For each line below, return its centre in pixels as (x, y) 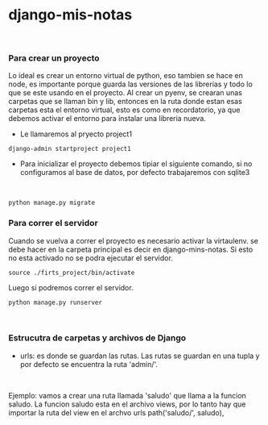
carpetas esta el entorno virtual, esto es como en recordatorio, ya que (124, 110)
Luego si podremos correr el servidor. (71, 287)
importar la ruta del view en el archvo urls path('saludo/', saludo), (116, 412)
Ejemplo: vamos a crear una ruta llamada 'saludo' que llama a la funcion (128, 395)
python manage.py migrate (52, 203)
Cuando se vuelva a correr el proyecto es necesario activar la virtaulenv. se (134, 240)
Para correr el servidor (53, 223)
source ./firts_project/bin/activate (72, 273)
